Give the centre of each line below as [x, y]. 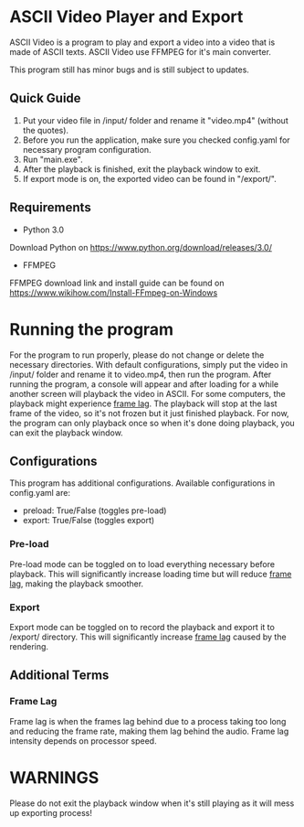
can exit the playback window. [66, 433]
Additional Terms [59, 676]
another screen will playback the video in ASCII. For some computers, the [147, 393]
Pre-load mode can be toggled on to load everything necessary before [142, 564]
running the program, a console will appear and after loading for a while [144, 384]
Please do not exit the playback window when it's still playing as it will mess [152, 803]
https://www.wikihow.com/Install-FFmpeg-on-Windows [114, 292]
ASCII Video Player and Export [126, 17]
